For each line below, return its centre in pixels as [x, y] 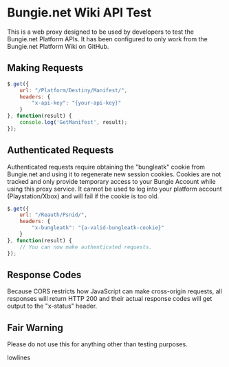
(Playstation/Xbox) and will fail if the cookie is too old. [83, 196]
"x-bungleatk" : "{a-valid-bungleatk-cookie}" [98, 228]
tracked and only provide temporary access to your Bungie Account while [111, 181]
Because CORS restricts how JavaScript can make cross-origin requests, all [115, 291]
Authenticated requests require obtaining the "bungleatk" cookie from [106, 167]
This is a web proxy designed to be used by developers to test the [101, 32]
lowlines [19, 358]
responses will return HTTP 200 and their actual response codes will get [110, 299]
